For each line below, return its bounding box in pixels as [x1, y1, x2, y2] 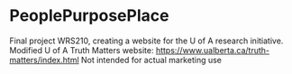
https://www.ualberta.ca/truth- [155, 44, 270, 55]
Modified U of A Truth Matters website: [9, 44, 154, 55]
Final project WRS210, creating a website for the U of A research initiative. [9, 35, 284, 46]
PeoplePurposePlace [9, 5, 169, 26]
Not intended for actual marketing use [80, 54, 223, 65]
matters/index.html [9, 54, 79, 65]
